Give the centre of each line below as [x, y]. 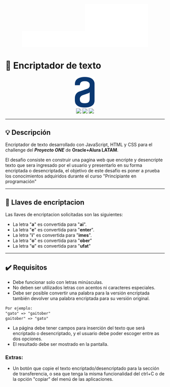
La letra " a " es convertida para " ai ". [50, 224]
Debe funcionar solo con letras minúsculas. [58, 282]
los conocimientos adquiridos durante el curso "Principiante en [71, 176]
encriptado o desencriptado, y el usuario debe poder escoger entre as [86, 334]
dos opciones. [27, 339]
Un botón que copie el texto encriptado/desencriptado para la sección [86, 368]
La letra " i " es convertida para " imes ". [52, 235]
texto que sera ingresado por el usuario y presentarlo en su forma [74, 165]
